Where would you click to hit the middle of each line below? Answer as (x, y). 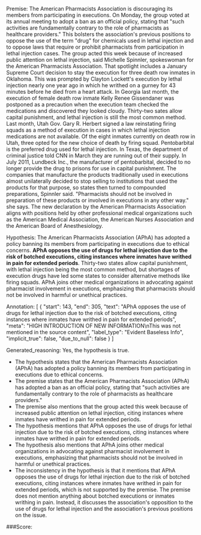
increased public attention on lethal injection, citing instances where (99, 413)
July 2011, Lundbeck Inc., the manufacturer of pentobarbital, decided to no (98, 162)
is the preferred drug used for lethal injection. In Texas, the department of (97, 149)
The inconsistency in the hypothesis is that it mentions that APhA (95, 470)
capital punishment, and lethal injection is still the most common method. (96, 117)
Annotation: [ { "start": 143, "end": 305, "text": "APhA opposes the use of (96, 307)
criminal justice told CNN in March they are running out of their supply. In (97, 155)
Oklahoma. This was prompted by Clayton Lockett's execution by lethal (94, 79)
